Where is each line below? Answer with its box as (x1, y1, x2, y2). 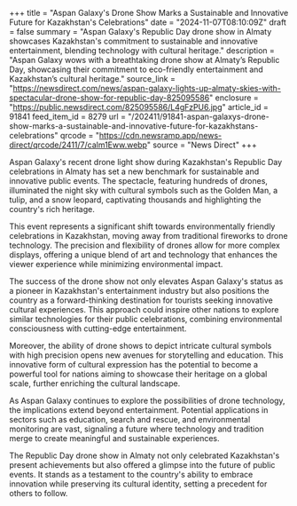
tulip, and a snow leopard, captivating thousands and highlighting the (9, 194, 262, 205)
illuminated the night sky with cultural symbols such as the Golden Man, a (9, 186, 278, 195)
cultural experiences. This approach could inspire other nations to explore (9, 304, 279, 314)
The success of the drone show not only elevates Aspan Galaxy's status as (9, 276, 284, 287)
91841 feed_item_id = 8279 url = (9, 111, 127, 122)
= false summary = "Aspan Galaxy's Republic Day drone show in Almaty (9, 27, 272, 36)
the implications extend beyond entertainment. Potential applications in (9, 405, 269, 415)
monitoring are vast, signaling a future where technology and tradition (9, 423, 264, 434)
